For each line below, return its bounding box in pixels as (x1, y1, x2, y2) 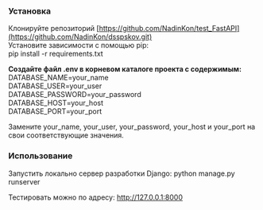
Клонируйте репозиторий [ (8, 24, 99, 33)
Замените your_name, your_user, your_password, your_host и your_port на (8, 122, 256, 132)
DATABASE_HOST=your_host (8, 98, 104, 108)
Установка (8, 6, 52, 17)
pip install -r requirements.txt (8, 49, 103, 59)
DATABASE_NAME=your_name (8, 73, 109, 83)
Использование (8, 150, 73, 161)
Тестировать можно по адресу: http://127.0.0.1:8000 (8, 192, 183, 202)
